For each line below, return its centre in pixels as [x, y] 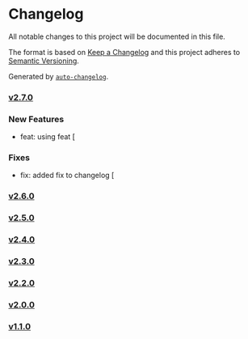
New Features [36, 119]
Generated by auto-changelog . [59, 76]
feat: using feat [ [47, 137]
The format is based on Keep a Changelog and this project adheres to [124, 52]
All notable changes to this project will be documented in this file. [117, 36]
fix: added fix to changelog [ [67, 176]
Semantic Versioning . [44, 61]
